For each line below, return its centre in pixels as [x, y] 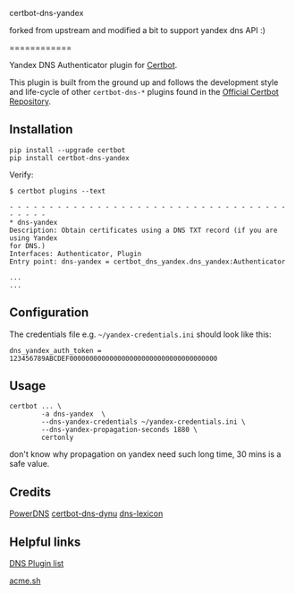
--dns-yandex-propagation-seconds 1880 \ [120, 430]
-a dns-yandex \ [73, 414]
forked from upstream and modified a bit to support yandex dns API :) [138, 30]
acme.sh [25, 581]
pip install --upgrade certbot [67, 150]
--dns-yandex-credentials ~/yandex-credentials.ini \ [143, 422]
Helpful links [45, 542]
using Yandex [34, 238]
